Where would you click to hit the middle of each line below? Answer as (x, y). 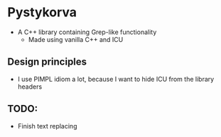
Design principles (47, 62)
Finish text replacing (47, 126)
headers (30, 87)
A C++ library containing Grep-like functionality (87, 32)
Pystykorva (42, 12)
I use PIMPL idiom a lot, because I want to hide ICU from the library (116, 79)
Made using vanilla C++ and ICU (76, 39)
